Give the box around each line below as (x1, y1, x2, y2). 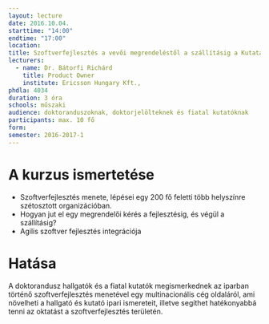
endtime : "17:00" (8, 34, 66, 43)
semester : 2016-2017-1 (8, 131, 84, 139)
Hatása (8, 254, 57, 273)
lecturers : (8, 57, 45, 65)
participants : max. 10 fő (8, 116, 94, 124)
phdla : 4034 (8, 86, 48, 95)
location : (8, 42, 42, 50)
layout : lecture (8, 11, 62, 20)
